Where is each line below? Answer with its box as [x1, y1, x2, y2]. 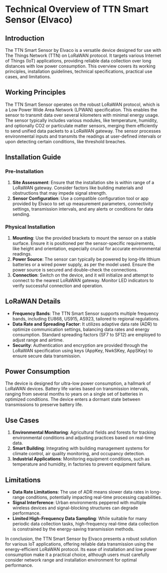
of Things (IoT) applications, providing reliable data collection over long [5, 58, 152, 63]
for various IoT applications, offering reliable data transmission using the [5, 541, 154, 547]
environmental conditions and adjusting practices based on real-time [12, 435, 154, 441]
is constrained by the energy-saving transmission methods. [12, 526, 135, 532]
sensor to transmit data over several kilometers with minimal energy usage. [5, 112, 160, 118]
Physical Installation [5, 224, 56, 231]
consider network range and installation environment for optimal [5, 557, 137, 563]
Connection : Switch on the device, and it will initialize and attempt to [12, 272, 154, 278]
